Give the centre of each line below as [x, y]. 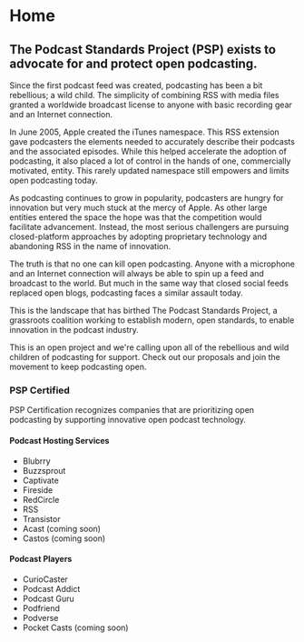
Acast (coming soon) [62, 528]
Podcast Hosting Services [59, 440]
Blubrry [37, 461]
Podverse [40, 617]
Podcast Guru [48, 598]
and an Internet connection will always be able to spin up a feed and [137, 273]
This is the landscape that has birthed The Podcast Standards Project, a [144, 311]
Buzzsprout [44, 470]
